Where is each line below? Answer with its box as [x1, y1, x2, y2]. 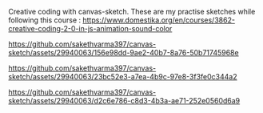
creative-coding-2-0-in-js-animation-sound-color [8, 24, 173, 33]
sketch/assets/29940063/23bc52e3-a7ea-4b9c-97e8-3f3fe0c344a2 [8, 72, 237, 81]
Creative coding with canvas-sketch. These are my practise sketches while [8, 7, 256, 16]
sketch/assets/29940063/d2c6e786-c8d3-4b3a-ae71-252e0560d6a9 [8, 96, 241, 105]
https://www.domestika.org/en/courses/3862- [82, 15, 236, 25]
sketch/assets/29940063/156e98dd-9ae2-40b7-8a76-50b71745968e [8, 48, 239, 57]
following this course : [8, 15, 82, 25]
